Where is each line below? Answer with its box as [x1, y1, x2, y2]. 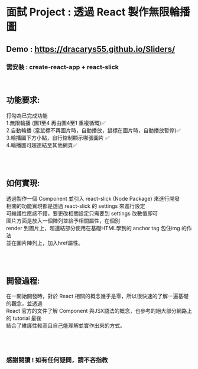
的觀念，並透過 [6, 300, 43, 307]
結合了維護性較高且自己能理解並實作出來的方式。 [6, 322, 125, 329]
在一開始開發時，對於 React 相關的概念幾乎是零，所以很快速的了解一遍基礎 [6, 293, 189, 300]
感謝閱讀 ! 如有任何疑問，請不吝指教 [6, 356, 108, 364]
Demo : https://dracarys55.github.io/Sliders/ [6, 44, 176, 54]
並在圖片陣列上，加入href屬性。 [6, 239, 84, 246]
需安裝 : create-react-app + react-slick [6, 63, 119, 71]
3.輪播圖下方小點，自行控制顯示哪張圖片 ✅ [6, 134, 111, 141]
